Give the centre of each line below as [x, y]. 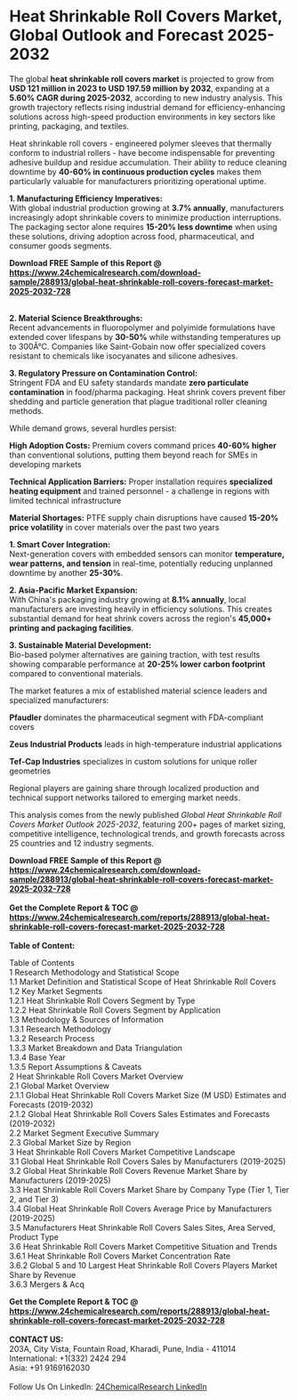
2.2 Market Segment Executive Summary [84, 1133]
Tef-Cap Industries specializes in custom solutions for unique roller [133, 761]
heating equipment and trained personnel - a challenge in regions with [139, 490]
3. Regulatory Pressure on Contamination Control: [104, 373]
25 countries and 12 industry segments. [81, 843]
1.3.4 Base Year [38, 1057]
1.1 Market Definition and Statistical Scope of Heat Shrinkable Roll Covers [143, 982]
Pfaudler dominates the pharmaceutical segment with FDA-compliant [137, 717]
